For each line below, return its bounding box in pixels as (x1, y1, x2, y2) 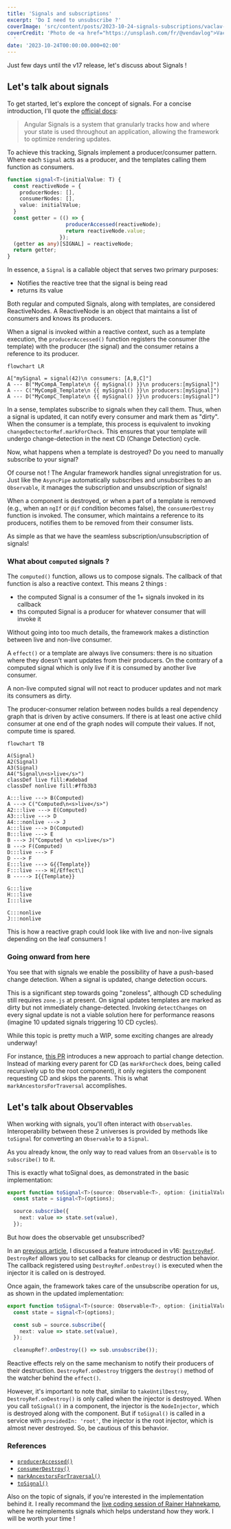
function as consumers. (7, 163, 74, 171)
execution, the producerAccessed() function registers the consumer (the (7, 335, 210, 344)
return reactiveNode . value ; (65, 227, 146, 235)
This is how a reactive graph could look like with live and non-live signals (7, 927, 214, 936)
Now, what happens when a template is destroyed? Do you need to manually (7, 448, 224, 456)
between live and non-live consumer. (7, 635, 112, 644)
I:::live (7, 898, 32, 905)
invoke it (16, 615, 41, 623)
